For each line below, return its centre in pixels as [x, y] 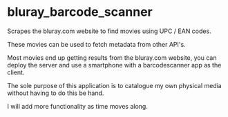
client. [16, 72]
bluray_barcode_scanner [80, 12]
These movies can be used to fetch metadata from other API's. [96, 44]
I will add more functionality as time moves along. [78, 106]
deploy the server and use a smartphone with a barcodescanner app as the [114, 65]
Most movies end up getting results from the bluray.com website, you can [112, 57]
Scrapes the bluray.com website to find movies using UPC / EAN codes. [110, 31]
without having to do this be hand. [56, 93]
